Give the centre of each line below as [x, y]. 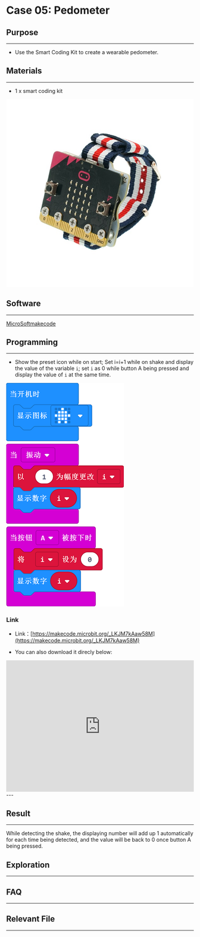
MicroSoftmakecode [31, 323]
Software [24, 303]
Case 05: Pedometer [58, 10]
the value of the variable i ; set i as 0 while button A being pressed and [102, 368]
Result [18, 813]
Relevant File [31, 919]
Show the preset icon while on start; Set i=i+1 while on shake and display [104, 362]
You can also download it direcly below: [63, 652]
